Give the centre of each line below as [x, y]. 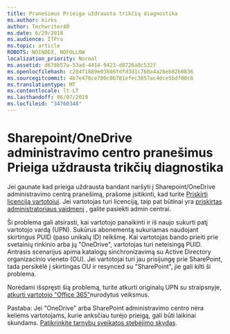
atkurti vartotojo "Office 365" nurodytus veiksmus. [79, 295]
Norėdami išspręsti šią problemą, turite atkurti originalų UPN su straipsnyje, [114, 287]
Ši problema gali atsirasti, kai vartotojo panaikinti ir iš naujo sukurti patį [108, 222]
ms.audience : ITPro [35, 39]
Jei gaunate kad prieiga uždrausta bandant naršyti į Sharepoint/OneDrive [112, 186]
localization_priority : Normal [52, 59]
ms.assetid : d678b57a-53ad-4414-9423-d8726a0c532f [82, 65]
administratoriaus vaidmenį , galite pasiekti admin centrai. [89, 209]
